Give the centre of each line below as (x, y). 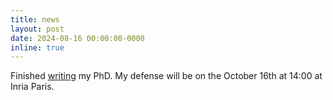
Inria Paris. (32, 87)
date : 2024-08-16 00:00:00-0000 (77, 38)
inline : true (37, 47)
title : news (35, 19)
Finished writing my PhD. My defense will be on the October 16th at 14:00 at (166, 76)
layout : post (37, 29)
